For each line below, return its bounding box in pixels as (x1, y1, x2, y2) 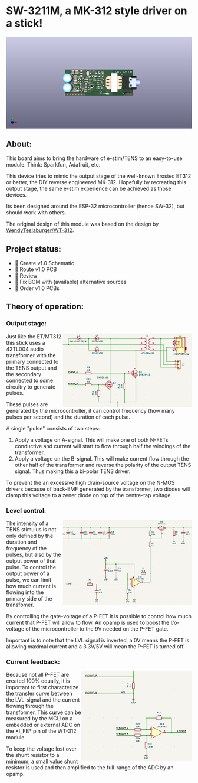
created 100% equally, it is (6, 677, 70, 684)
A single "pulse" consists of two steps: (6, 425, 100, 432)
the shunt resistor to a (6, 752, 60, 759)
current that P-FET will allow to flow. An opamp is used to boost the (6, 619, 170, 627)
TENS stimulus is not (6, 526, 57, 533)
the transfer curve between (6, 690, 72, 697)
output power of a (6, 570, 50, 577)
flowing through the (6, 703, 54, 710)
